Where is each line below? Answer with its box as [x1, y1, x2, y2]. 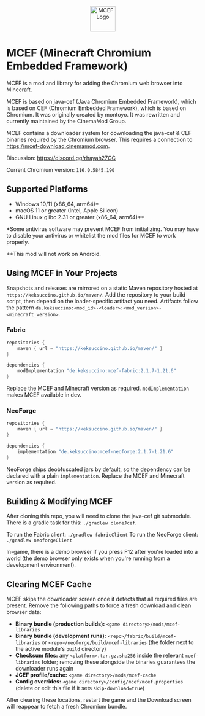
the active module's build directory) [15, 645, 106, 653]
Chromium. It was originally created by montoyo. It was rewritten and [6, 111, 181, 118]
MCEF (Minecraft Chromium [6, 46, 152, 60]
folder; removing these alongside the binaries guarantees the [42, 658, 196, 666]
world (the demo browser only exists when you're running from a [6, 555, 170, 562]
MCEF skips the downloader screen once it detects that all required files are [6, 596, 198, 603]
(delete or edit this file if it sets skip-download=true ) [15, 685, 145, 692]
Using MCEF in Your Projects [6, 268, 117, 279]
